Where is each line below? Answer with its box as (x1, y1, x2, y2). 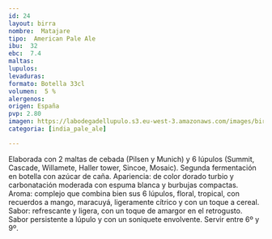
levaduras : (8, 72, 45, 80)
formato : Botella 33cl (8, 79, 85, 87)
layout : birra (8, 19, 57, 28)
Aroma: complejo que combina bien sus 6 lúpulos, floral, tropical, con (8, 188, 240, 198)
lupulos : (8, 65, 38, 73)
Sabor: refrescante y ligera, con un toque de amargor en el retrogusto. (8, 206, 243, 216)
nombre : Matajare (8, 27, 70, 35)
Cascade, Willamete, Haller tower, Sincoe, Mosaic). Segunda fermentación (8, 163, 257, 173)
